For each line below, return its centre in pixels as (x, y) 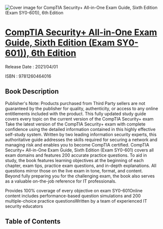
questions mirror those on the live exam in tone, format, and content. (74, 170)
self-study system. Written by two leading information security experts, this (81, 134)
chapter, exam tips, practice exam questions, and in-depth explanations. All (81, 166)
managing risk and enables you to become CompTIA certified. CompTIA (77, 145)
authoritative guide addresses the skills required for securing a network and (81, 140)
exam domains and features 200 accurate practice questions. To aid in (76, 155)
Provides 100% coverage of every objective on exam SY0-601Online (74, 190)
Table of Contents (33, 221)
